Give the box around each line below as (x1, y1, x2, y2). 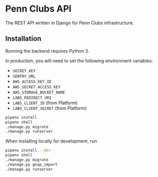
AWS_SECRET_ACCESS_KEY (12, 84, 61, 90)
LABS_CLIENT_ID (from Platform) (12, 100, 78, 106)
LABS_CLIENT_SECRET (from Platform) (12, 105, 87, 111)
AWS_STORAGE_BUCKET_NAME (12, 90, 65, 95)
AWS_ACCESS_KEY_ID (12, 79, 52, 84)
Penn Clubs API (5, 3, 72, 15)
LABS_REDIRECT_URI (12, 95, 52, 100)
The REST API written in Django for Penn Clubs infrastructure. (5, 20, 134, 26)
